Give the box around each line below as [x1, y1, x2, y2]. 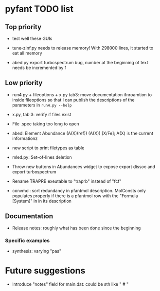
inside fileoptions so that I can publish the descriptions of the [12, 97, 135, 103]
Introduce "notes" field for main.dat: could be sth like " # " [12, 281, 129, 287]
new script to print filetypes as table [12, 145, 85, 151]
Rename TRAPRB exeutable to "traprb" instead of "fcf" [12, 178, 122, 184]
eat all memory [12, 50, 42, 56]
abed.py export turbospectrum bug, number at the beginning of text [12, 60, 148, 65]
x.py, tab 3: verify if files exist [12, 111, 71, 117]
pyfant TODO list [5, 3, 74, 15]
